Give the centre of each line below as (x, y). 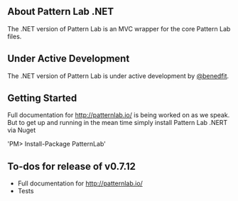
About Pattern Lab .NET (61, 12)
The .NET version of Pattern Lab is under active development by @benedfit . (118, 76)
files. (15, 36)
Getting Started (42, 98)
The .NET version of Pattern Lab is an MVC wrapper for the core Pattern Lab (119, 28)
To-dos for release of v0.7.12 (72, 166)
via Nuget (22, 130)
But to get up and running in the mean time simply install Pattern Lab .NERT (118, 123)
